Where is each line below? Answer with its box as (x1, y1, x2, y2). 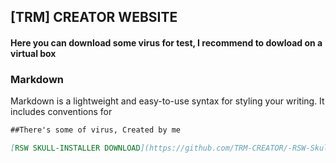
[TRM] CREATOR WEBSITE (10, 9, 178, 26)
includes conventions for (10, 106, 113, 118)
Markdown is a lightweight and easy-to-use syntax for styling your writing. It (10, 95, 325, 107)
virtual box (10, 47, 57, 59)
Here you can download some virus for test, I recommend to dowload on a (10, 36, 323, 49)
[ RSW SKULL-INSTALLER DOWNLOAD (10, 143, 141, 154)
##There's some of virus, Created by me (10, 125, 182, 135)
